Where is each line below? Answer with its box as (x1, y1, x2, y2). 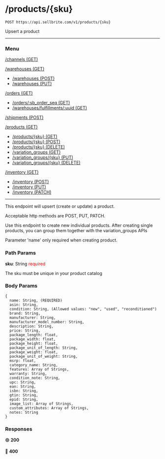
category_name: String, (9, 363, 58, 367)
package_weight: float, (9, 349, 58, 355)
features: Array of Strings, (9, 367, 69, 372)
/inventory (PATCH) (12, 189, 52, 195)
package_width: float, (9, 337, 56, 341)
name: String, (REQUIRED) (9, 298, 63, 303)
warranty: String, (9, 371, 48, 376)
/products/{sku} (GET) (12, 134, 57, 140)
